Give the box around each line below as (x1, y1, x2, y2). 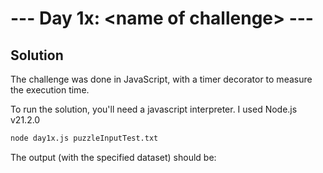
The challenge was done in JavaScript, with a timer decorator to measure (10, 73, 313, 85)
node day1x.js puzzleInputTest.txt (10, 133, 159, 143)
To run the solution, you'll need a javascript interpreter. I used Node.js (10, 103, 298, 115)
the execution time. (10, 84, 90, 96)
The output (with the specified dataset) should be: (10, 151, 217, 163)
